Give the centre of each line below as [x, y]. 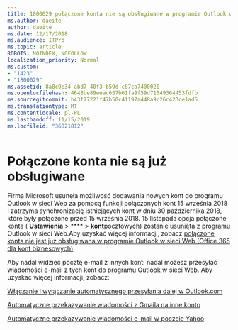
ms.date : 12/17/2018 [38, 34]
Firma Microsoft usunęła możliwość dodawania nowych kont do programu [115, 196]
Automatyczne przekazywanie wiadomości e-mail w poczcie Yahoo [106, 319]
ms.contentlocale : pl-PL [44, 113]
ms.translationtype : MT [42, 106]
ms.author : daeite [34, 21]
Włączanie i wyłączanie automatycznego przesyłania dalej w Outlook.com [115, 291]
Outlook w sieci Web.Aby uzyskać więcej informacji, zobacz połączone [111, 233]
